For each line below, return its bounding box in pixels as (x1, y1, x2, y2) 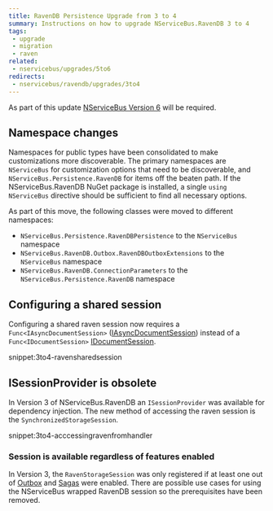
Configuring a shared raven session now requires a (8, 319, 180, 330)
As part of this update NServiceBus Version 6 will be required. (8, 103, 217, 112)
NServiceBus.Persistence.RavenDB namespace (20, 274, 175, 284)
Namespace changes (8, 125, 119, 139)
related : (8, 58, 38, 66)
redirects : (8, 72, 46, 81)
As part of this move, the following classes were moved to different (8, 207, 234, 216)
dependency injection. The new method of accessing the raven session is (8, 406, 256, 416)
